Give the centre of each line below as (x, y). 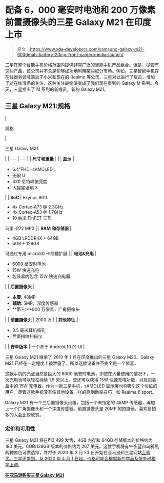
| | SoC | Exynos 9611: (27, 197)
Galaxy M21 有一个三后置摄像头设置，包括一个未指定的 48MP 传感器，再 (78, 402)
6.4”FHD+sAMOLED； (35, 169)
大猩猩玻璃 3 (25, 187)
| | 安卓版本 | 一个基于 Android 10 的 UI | (45, 347)
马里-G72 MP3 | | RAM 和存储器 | (38, 228)
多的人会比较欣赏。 (24, 414)
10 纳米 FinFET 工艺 (32, 218)
